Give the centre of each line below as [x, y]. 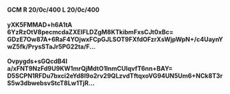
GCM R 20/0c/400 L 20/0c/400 [53, 10]
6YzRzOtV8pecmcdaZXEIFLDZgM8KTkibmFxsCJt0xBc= [90, 32]
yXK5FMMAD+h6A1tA [40, 25]
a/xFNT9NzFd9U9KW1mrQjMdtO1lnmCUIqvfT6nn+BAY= [90, 69]
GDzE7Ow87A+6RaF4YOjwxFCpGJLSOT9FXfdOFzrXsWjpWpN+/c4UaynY [115, 39]
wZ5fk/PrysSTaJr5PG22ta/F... [51, 47]
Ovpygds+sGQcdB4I [37, 61]
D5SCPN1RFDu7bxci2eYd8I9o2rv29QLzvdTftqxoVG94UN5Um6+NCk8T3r [115, 76]
